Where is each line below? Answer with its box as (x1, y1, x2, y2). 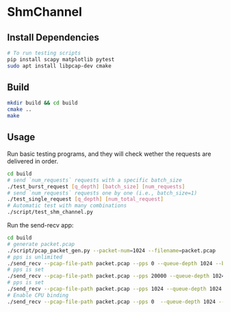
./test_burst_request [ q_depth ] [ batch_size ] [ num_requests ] (7, 183, 186, 190)
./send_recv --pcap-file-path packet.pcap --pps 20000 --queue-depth (7, 273, 210, 280)
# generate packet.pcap (7, 241, 75, 247)
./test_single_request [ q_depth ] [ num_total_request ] (7, 196, 164, 203)
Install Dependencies (7, 32, 99, 43)
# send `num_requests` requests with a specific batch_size (7, 177, 183, 183)
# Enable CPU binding (7, 291, 69, 299)
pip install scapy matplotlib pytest (7, 56, 115, 63)
